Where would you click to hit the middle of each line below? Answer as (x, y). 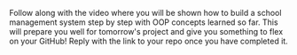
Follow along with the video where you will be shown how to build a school (145, 13)
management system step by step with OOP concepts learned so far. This (144, 22)
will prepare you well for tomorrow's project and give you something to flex (146, 31)
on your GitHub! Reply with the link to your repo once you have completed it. (148, 41)
